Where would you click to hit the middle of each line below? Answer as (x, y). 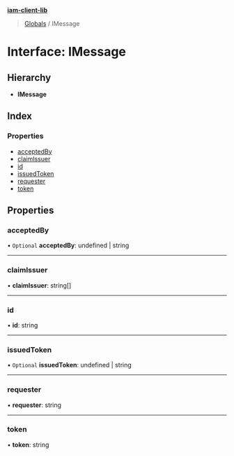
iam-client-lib (27, 10)
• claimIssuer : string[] (39, 285)
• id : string (23, 325)
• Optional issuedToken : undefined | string (70, 365)
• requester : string (34, 405)
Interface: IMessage (67, 52)
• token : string (28, 444)
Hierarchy (29, 77)
